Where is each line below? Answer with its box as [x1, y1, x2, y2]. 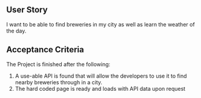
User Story [6, 5, 48, 15]
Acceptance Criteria [6, 44, 84, 55]
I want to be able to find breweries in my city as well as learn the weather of [6, 20, 195, 28]
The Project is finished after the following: [6, 60, 111, 68]
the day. [6, 27, 27, 34]
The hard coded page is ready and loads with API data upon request [15, 85, 186, 92]
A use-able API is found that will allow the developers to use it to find [15, 72, 187, 79]
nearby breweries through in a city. [15, 78, 103, 86]
